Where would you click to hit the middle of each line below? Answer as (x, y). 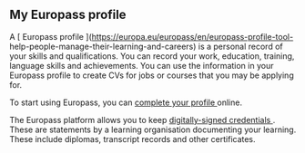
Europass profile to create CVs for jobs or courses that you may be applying (152, 75)
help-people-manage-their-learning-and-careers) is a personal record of (147, 46)
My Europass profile (68, 15)
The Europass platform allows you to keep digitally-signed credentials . (142, 120)
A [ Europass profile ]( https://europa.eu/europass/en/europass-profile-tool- (152, 36)
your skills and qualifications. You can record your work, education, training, (152, 56)
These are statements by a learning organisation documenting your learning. (153, 129)
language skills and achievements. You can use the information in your (142, 65)
